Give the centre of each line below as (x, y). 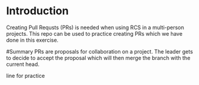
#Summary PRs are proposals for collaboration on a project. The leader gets (100, 51)
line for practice (26, 75)
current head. (23, 64)
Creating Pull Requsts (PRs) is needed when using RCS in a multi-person (95, 27)
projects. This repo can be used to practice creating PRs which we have (94, 33)
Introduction (38, 11)
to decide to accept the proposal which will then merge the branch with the (98, 58)
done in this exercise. (32, 40)
